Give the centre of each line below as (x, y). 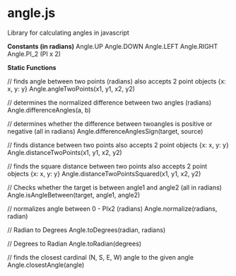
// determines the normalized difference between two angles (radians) (110, 102)
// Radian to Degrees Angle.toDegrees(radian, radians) (87, 230)
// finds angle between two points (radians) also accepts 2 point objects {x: (117, 81)
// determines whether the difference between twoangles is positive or (110, 123)
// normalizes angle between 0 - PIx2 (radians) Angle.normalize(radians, (112, 208)
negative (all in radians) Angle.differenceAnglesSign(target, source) (105, 131)
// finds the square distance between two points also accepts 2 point (107, 166)
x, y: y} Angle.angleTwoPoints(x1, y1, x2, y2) (71, 88)
